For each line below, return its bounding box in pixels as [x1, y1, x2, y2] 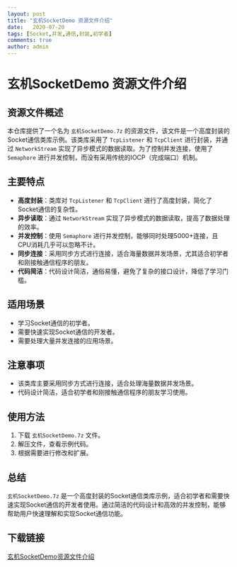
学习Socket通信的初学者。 [17, 318, 94, 327]
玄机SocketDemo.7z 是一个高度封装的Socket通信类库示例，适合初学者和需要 [7, 492, 224, 500]
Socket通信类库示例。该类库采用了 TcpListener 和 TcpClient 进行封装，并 [7, 135, 222, 144]
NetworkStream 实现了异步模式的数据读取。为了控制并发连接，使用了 [15, 145, 214, 152]
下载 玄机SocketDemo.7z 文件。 [17, 431, 105, 439]
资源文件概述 [7, 106, 64, 118]
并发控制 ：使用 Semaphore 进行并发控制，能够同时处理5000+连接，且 [17, 231, 219, 240]
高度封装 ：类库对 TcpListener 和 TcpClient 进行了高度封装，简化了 [17, 196, 212, 204]
